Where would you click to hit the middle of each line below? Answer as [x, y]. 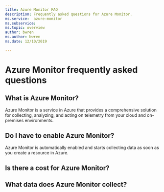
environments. [39, 120]
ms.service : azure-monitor [34, 19]
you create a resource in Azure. [37, 152]
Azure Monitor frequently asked [71, 70]
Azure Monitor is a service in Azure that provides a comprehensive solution [81, 110]
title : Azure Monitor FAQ [31, 10]
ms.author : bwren [23, 37]
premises [14, 120]
